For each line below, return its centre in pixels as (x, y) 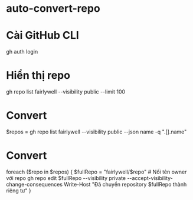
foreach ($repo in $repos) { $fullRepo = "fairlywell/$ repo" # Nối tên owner (97, 172)
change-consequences (35, 184)
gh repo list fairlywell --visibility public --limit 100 (66, 92)
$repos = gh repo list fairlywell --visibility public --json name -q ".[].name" (97, 132)
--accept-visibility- (150, 178)
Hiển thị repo (38, 76)
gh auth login (22, 52)
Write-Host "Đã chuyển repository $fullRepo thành (125, 184)
